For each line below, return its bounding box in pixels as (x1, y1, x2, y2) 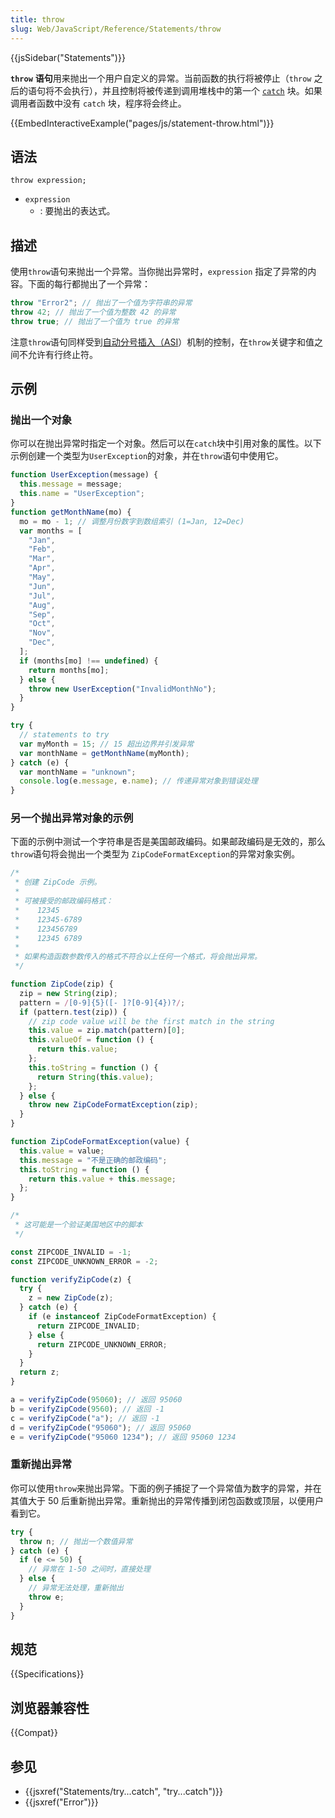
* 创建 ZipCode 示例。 (14, 877, 102, 888)
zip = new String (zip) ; (19, 988, 118, 998)
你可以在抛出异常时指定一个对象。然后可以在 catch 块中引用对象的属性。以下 (10, 437, 322, 450)
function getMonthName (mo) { (10, 507, 132, 517)
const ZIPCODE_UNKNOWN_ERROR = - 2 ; (10, 1256, 159, 1266)
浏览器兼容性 (10, 1699, 90, 1716)
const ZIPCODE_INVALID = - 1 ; (10, 1247, 132, 1257)
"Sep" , (28, 609, 56, 620)
